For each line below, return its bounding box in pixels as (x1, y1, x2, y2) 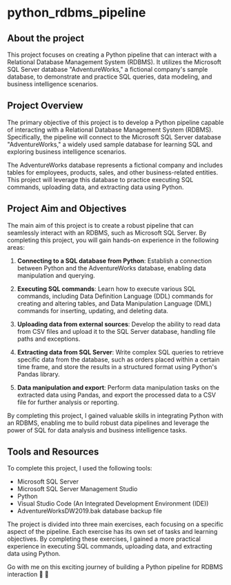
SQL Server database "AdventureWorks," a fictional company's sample (7, 66, 208, 73)
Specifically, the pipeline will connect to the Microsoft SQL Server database (7, 132, 222, 141)
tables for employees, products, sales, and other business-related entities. (7, 168, 219, 177)
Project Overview (7, 100, 83, 112)
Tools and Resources (7, 446, 99, 458)
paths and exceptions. (17, 335, 81, 343)
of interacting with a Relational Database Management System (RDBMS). (7, 126, 214, 134)
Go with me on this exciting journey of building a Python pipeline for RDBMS (7, 563, 223, 571)
